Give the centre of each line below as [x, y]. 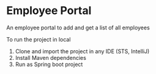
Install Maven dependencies [51, 57]
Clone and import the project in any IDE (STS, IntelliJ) [82, 51]
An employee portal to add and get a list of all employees [78, 28]
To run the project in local [39, 39]
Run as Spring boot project [49, 64]
